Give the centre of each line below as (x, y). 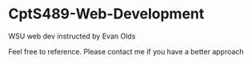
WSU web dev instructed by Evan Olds (72, 36)
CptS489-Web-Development (106, 14)
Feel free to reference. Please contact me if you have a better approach (126, 51)
